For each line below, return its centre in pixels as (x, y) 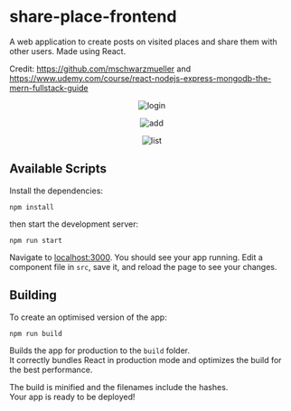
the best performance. (51, 369)
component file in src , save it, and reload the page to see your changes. (143, 266)
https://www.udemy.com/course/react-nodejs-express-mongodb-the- (141, 78)
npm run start (36, 240)
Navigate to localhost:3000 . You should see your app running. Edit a (136, 257)
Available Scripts (58, 169)
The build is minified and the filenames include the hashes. (119, 387)
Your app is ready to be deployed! (72, 397)
